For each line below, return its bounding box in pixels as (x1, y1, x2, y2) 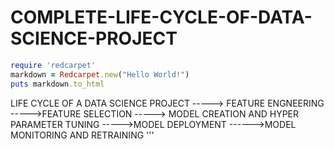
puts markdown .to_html (10, 79, 105, 89)
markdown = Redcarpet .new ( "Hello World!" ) (10, 69, 190, 80)
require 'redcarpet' (10, 60, 97, 70)
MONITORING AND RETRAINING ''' (10, 129, 155, 141)
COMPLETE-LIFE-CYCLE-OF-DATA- (10, 6, 313, 29)
